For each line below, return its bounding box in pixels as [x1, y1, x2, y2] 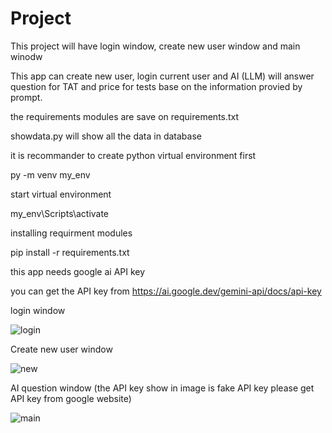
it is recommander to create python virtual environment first [10, 149, 257, 161]
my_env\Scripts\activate [10, 207, 110, 219]
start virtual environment [10, 188, 112, 200]
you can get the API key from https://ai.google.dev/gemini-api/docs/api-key [10, 285, 322, 297]
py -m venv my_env [10, 168, 91, 181]
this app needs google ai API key [10, 265, 146, 277]
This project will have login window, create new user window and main [10, 40, 301, 52]
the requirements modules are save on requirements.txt [10, 110, 240, 122]
